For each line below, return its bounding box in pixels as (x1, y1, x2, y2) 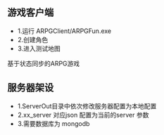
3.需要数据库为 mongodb (17, 119, 90, 128)
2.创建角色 (17, 35, 49, 44)
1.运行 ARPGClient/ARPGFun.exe (17, 27, 112, 35)
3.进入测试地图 (17, 44, 61, 53)
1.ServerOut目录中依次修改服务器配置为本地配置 (17, 101, 157, 110)
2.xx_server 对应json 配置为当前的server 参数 (17, 110, 149, 119)
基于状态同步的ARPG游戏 (7, 59, 80, 67)
